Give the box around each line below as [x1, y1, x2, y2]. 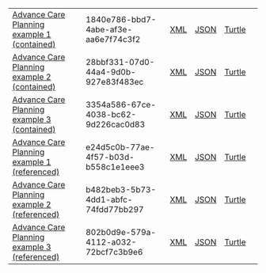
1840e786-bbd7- [85, 14, 157, 25]
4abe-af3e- [85, 24, 133, 35]
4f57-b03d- [85, 152, 135, 162]
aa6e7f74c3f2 [85, 34, 141, 44]
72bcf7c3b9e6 [85, 247, 143, 257]
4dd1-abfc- [85, 194, 133, 205]
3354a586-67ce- [85, 99, 157, 110]
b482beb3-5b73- [85, 184, 157, 195]
